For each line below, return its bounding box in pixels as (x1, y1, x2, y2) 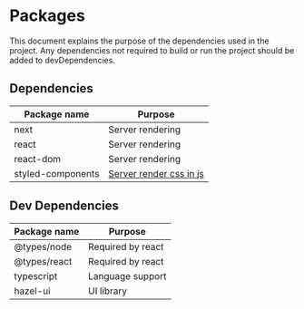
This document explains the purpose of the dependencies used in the (9, 35, 270, 46)
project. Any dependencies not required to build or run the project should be (9, 44, 295, 55)
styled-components (14, 167, 100, 179)
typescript (14, 269, 58, 282)
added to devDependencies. (9, 54, 116, 65)
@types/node (14, 240, 73, 253)
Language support (87, 269, 167, 282)
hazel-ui (14, 285, 51, 297)
